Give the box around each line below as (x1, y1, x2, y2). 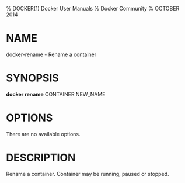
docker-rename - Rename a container (6, 51, 97, 58)
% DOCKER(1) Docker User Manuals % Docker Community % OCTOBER (6, 5, 180, 12)
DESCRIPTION (6, 151, 76, 164)
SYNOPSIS (6, 71, 60, 85)
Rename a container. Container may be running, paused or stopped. (6, 170, 169, 177)
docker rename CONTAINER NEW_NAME (6, 91, 106, 98)
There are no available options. (6, 130, 81, 137)
